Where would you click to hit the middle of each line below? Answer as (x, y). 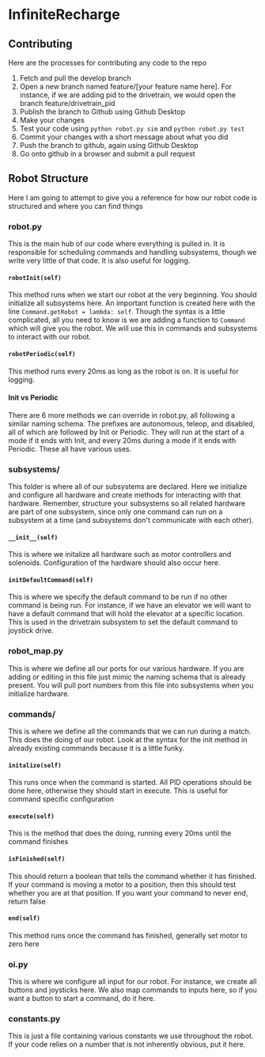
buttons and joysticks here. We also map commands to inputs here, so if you (132, 990)
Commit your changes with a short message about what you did (124, 137)
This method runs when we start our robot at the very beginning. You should (132, 295)
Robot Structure (48, 178)
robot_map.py (36, 651)
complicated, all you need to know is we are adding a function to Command (127, 320)
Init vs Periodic (33, 398)
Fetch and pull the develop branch (76, 78)
